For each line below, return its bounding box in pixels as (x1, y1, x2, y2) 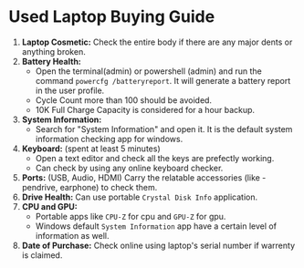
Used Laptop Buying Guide (8, 6, 215, 27)
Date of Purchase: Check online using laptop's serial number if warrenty (21, 240, 296, 251)
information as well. (35, 230, 110, 241)
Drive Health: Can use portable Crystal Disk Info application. (21, 191, 258, 202)
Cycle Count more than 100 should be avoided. (35, 94, 212, 106)
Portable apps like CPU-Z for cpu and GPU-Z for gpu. (35, 211, 226, 222)
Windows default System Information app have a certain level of (35, 221, 278, 232)
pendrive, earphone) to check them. (21, 181, 158, 192)
